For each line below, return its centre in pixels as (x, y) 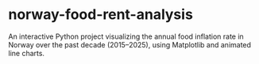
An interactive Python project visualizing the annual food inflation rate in (126, 36)
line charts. (27, 53)
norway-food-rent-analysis (101, 15)
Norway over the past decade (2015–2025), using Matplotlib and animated (130, 44)
